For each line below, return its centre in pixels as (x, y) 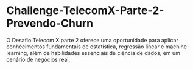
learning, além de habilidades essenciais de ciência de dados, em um (93, 53)
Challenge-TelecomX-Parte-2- (85, 11)
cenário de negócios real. (38, 59)
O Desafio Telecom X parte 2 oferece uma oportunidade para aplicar (92, 40)
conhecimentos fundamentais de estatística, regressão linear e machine (97, 47)
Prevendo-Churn (50, 23)
